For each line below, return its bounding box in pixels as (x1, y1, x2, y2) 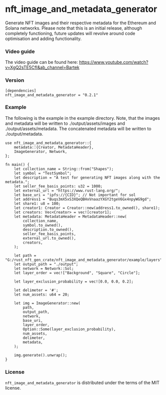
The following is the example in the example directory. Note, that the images (5, 115, 160, 121)
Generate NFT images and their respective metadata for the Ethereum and (5, 20, 157, 26)
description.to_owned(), (23, 227, 74, 232)
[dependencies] (5, 88, 37, 93)
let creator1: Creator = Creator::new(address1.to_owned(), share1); (14, 205, 161, 210)
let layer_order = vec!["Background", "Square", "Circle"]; (14, 270, 140, 275)
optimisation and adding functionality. (5, 36, 82, 42)
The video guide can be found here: (5, 59, 78, 65)
